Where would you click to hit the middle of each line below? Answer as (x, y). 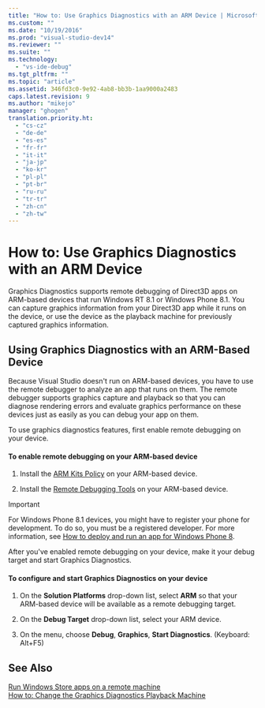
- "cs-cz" (31, 125)
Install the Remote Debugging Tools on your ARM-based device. (124, 489)
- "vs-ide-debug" (44, 67)
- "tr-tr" (31, 199)
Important (24, 504)
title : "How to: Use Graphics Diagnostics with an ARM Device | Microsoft (134, 15)
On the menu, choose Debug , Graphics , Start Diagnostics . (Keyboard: (134, 635)
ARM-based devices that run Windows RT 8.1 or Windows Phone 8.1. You (126, 300)
